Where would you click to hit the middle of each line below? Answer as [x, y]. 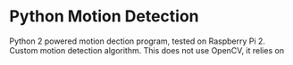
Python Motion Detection [104, 16]
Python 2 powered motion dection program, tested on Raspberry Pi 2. [138, 41]
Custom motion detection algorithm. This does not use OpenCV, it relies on [146, 50]
